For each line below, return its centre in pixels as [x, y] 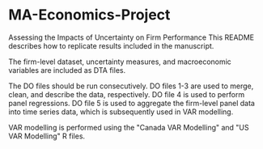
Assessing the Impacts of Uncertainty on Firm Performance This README [131, 37]
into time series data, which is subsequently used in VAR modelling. [121, 112]
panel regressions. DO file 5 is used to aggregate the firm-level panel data [131, 103]
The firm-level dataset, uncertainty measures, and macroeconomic [120, 62]
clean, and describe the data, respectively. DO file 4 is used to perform [127, 94]
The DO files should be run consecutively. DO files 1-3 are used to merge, [131, 86]
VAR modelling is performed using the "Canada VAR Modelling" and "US [129, 127]
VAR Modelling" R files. [47, 136]
